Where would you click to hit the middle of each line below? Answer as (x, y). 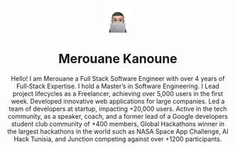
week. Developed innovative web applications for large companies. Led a (118, 101)
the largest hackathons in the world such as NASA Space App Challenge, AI (118, 131)
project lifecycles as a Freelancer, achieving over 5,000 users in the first (118, 93)
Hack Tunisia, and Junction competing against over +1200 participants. (118, 139)
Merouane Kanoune (118, 59)
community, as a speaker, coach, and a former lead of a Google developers (118, 116)
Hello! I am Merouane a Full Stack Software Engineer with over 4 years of (118, 78)
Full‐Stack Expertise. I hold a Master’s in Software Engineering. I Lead (118, 86)
